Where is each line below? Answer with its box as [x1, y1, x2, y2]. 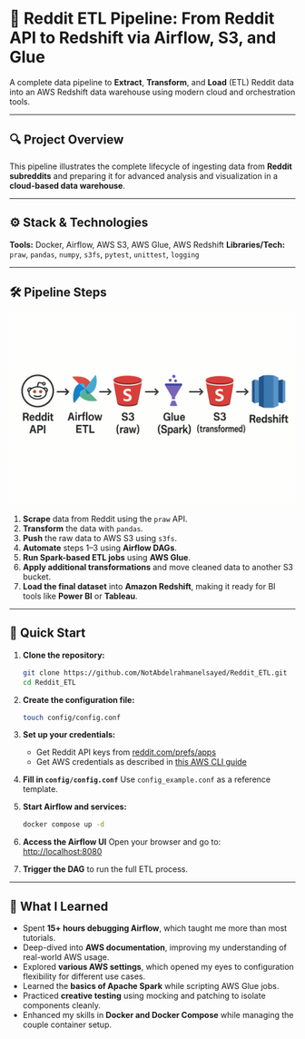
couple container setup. [22, 1019, 112, 1030]
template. [22, 784, 59, 795]
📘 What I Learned [9, 898, 109, 914]
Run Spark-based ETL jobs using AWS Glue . [22, 552, 191, 563]
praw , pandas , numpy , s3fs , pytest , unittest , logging [9, 249, 200, 260]
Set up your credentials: [22, 729, 116, 740]
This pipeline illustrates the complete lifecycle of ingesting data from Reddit [9, 161, 292, 172]
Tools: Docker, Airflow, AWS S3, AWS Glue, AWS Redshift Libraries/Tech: [9, 239, 286, 250]
